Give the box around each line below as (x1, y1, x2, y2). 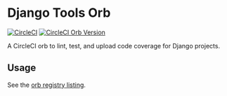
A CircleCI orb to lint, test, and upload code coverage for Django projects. (7, 41, 220, 50)
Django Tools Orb (7, 5, 111, 21)
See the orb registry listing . (7, 81, 86, 89)
